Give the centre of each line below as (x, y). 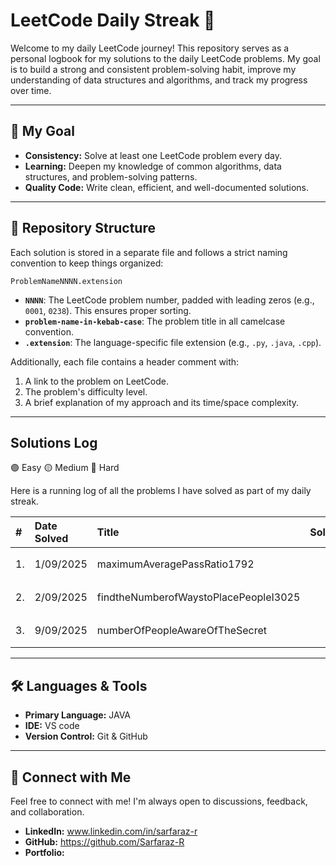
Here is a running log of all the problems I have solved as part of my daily (161, 491)
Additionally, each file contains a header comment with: (125, 361)
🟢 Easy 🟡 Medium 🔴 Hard (65, 468)
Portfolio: (44, 852)
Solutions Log (54, 442)
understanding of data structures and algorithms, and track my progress (159, 80)
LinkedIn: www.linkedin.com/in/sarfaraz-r (111, 831)
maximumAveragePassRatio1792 (175, 564)
